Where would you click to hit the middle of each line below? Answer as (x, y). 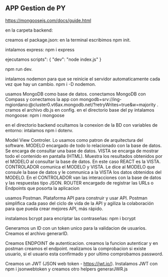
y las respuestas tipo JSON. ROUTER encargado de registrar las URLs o (79, 182)
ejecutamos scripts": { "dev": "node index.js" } (53, 59)
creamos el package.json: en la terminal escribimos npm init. (68, 40)
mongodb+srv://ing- (101, 99)
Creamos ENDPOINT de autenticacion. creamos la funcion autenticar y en (82, 243)
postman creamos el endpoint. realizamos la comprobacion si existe (76, 248)
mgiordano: (17, 105)
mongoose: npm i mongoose (35, 115)
